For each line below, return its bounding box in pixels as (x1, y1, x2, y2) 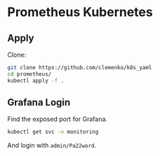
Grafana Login (7, 97, 71, 108)
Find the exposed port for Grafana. (7, 115, 107, 123)
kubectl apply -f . (7, 77, 65, 84)
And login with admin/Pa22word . (7, 141, 97, 150)
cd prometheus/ (7, 71, 52, 78)
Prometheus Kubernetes (7, 4, 153, 20)
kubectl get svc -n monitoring (7, 129, 99, 136)
